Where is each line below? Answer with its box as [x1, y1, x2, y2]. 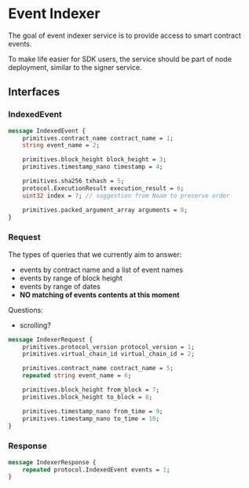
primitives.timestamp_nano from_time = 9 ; [22, 407, 163, 415]
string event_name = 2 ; [22, 141, 101, 149]
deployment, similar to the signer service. [8, 62, 143, 72]
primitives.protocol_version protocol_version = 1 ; [22, 343, 195, 350]
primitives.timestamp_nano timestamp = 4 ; [22, 163, 163, 171]
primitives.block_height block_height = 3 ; [22, 156, 167, 163]
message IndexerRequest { [8, 336, 93, 343]
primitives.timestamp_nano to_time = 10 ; [22, 414, 159, 423]
